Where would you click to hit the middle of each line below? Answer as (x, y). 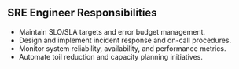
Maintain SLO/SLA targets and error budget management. (112, 31)
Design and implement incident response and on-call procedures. (125, 40)
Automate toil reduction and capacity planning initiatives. (111, 56)
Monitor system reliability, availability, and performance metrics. (122, 48)
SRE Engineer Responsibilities (83, 13)
